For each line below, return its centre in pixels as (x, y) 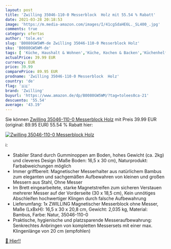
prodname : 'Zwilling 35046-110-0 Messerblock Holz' (62, 77)
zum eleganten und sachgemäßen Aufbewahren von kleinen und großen (88, 177)
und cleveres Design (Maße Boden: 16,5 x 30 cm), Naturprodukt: (80, 161)
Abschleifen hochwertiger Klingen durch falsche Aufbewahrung (79, 198)
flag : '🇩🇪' (18, 86)
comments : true (21, 29)
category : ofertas (25, 34)
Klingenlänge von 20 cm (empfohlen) (51, 231)
